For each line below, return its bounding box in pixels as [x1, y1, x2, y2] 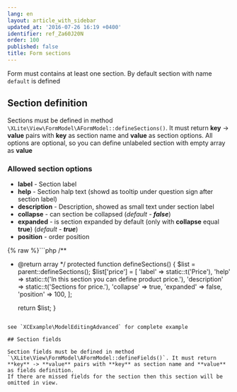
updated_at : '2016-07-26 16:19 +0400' [7, 23, 122, 30]
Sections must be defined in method [7, 116, 113, 125]
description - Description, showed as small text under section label [17, 202, 214, 211]
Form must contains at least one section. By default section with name [7, 69, 212, 78]
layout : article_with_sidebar [7, 17, 97, 24]
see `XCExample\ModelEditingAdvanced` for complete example [7, 323, 189, 330]
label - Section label [17, 180, 77, 188]
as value [7, 146, 33, 154]
